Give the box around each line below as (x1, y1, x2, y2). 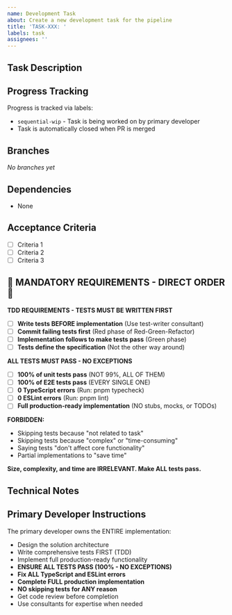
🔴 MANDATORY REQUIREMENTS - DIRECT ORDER (7, 277, 226, 288)
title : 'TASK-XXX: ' (7, 23, 67, 30)
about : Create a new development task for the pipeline (7, 17, 172, 24)
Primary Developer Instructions (7, 509, 147, 520)
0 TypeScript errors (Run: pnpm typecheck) (17, 386, 144, 395)
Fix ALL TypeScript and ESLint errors (17, 570, 126, 578)
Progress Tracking (7, 85, 89, 97)
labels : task (7, 29, 45, 37)
